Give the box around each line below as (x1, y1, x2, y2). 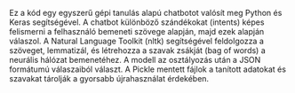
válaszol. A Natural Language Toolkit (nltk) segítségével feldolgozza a (9, 35, 265, 46)
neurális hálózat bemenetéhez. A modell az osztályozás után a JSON (9, 55, 261, 65)
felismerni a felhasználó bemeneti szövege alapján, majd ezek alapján (9, 27, 265, 36)
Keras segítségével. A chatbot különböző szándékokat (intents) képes (9, 17, 265, 27)
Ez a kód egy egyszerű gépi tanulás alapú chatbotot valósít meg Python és (9, 8, 283, 18)
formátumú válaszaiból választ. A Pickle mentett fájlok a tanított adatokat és (9, 64, 287, 74)
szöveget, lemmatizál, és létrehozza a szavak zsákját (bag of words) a (9, 45, 267, 56)
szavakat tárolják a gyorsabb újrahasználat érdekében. (9, 74, 210, 83)
